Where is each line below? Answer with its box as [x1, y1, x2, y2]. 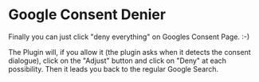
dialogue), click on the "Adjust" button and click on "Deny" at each [8, 56, 227, 65]
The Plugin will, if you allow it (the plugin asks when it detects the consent [8, 47, 251, 57]
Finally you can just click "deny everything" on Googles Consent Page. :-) [8, 32, 250, 41]
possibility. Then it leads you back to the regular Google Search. [8, 64, 219, 73]
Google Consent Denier [8, 6, 166, 24]
